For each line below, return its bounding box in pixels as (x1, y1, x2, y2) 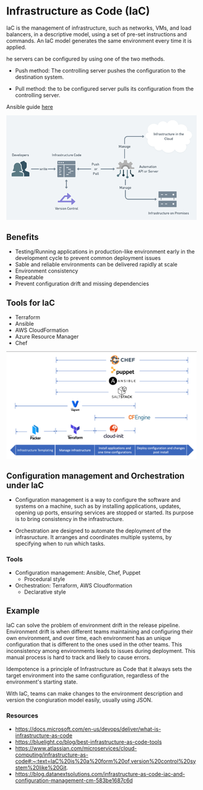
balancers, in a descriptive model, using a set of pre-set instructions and (6, 30, 187, 37)
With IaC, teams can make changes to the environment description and (6, 690, 183, 698)
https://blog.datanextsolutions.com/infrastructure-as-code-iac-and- (14, 770, 185, 777)
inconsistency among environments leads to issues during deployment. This (6, 647, 196, 655)
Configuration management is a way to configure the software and (14, 496, 181, 503)
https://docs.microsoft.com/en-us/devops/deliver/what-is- (14, 725, 161, 733)
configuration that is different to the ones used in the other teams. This (6, 641, 182, 648)
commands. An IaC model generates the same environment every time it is (6, 37, 192, 44)
